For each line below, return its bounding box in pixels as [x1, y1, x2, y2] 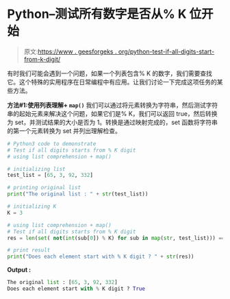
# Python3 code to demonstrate [7, 140, 97, 147]
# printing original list [7, 184, 81, 191]
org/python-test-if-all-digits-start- [118, 47, 215, 56]
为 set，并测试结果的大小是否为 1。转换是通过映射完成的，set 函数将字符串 [7, 118, 218, 126]
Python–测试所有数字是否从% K [7, 6, 187, 22]
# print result [7, 247, 51, 254]
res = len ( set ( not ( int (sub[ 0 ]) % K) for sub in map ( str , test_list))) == [7, 235, 225, 241]
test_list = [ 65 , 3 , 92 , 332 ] [7, 172, 94, 179]
